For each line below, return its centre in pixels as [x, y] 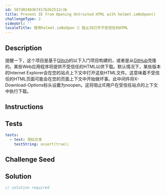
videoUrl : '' [19, 23]
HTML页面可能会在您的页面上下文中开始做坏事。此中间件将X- [76, 79]
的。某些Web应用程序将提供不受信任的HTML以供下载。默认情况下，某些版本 [83, 66]
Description [23, 48]
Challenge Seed [30, 160]
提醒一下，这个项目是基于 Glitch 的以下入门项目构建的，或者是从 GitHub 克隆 [81, 60]
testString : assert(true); [42, 144]
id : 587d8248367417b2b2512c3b [36, 10]
